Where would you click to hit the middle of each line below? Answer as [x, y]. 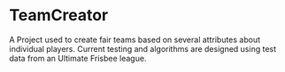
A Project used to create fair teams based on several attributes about [135, 40]
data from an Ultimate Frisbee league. [78, 58]
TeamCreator [59, 15]
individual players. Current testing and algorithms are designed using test [143, 48]
